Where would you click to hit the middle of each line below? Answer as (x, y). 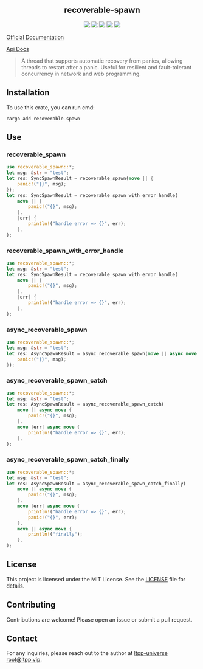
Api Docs (18, 49)
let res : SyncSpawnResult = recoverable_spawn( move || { (80, 179)
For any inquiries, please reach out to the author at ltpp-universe (87, 653)
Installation (28, 93)
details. (15, 586)
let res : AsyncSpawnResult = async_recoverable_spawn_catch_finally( (96, 484)
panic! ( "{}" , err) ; (53, 517)
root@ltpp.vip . (24, 660)
